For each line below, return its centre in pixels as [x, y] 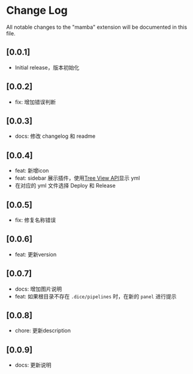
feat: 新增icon [32, 171]
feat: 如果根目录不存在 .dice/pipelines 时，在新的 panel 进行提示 [96, 296]
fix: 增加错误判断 [35, 102]
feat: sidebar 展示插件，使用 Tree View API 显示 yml [77, 178]
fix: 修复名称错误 [35, 220]
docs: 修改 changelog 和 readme [55, 136]
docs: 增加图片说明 [38, 289]
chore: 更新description [43, 331]
